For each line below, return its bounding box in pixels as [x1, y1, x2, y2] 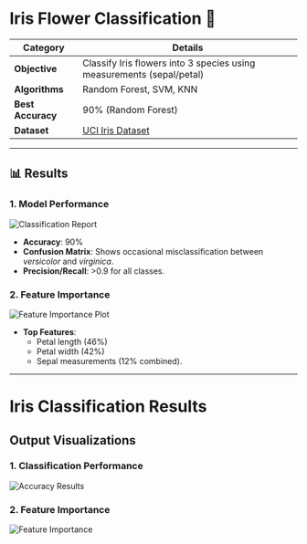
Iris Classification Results [9, 396, 207, 417]
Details [172, 41, 204, 54]
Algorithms [14, 82, 64, 95]
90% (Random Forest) [81, 103, 178, 116]
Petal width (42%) [36, 346, 105, 357]
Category [22, 41, 66, 54]
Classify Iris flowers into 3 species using [81, 57, 256, 69]
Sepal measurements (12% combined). [36, 355, 183, 366]
